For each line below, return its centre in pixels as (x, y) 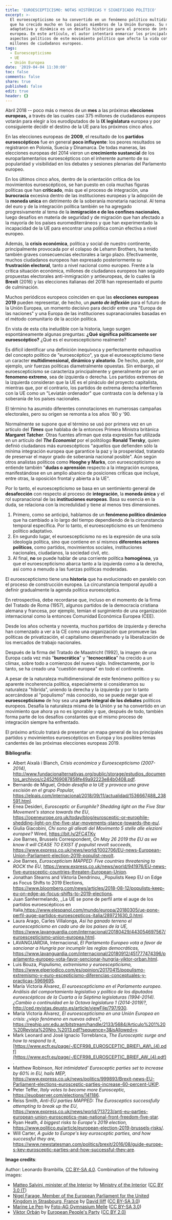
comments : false (23, 77)
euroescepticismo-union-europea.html (53, 937)
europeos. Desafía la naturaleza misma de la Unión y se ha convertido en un (85, 706)
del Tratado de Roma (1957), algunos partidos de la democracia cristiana (82, 605)
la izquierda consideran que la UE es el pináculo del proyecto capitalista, (82, 382)
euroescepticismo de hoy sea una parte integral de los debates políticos (83, 701)
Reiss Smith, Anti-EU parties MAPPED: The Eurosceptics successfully (86, 1101)
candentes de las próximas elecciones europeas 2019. (63, 743)
